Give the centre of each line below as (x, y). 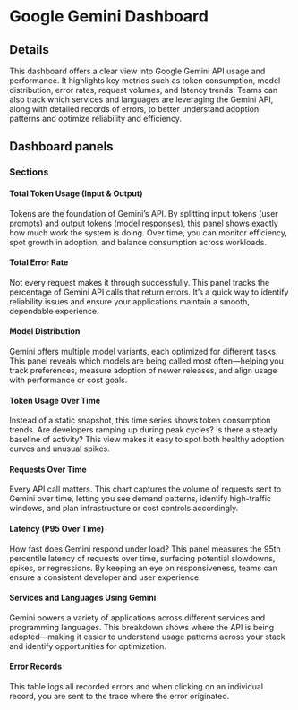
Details (29, 50)
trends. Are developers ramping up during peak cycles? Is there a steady (143, 430)
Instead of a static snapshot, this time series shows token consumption (140, 420)
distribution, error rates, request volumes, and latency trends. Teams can (144, 90)
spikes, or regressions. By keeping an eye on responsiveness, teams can (143, 568)
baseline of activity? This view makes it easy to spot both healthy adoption (147, 440)
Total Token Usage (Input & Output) (76, 193)
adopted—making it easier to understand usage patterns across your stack (147, 637)
